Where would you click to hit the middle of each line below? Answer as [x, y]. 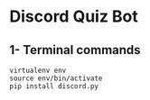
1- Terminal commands [75, 50]
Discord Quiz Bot [74, 17]
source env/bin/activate [56, 78]
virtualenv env [38, 70]
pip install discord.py [54, 86]
